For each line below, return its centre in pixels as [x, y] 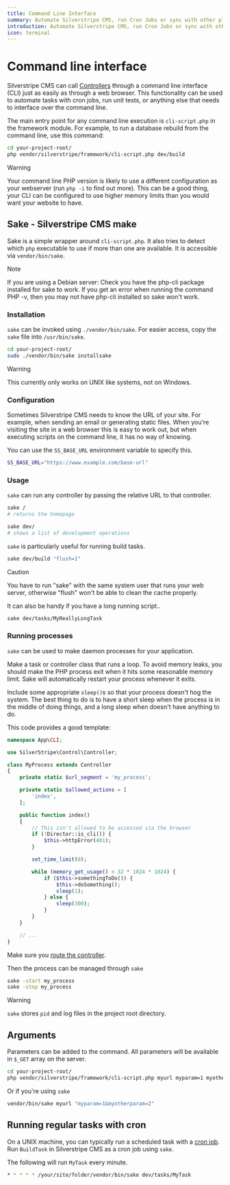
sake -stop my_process [39, 987]
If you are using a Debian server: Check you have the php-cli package [106, 282]
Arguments [32, 1035]
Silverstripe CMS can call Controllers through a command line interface [107, 86]
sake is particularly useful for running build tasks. [76, 546]
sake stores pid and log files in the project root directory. [87, 1013]
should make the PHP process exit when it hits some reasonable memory [110, 671]
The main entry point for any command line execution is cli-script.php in [111, 121]
